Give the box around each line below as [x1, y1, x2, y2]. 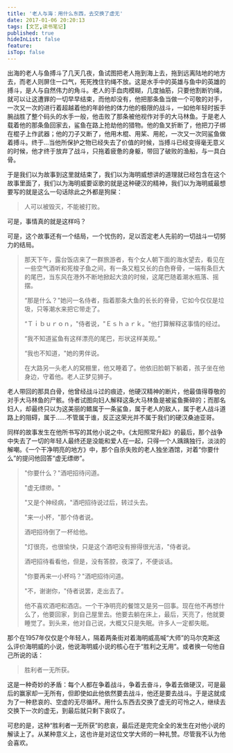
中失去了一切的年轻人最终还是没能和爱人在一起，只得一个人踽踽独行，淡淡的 [7, 437, 226, 445]
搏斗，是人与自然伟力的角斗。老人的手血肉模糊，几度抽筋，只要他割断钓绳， [7, 86, 226, 94]
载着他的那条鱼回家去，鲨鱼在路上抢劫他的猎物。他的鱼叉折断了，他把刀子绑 [7, 121, 226, 129]
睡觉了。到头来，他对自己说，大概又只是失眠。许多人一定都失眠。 [24, 618, 213, 627]
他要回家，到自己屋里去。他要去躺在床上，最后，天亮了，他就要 [42, 610, 225, 618]
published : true [7, 29, 54, 37]
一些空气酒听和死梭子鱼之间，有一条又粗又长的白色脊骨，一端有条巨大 [24, 264, 225, 272]
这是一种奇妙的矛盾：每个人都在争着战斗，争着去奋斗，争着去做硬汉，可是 [7, 680, 220, 688]
